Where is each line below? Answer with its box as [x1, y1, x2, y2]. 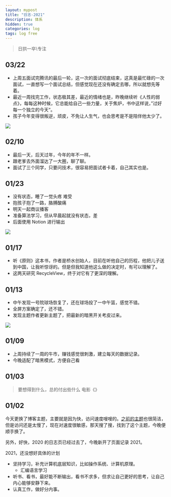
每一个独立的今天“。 [12, 106, 55, 112]
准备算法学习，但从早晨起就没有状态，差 [12, 212, 98, 219]
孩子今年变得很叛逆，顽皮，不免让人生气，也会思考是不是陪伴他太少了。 [12, 113, 164, 119]
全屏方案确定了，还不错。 [12, 306, 67, 312]
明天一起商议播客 [12, 206, 49, 212]
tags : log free [5, 31, 38, 36]
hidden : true [5, 21, 33, 27]
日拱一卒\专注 [17, 46, 47, 51]
